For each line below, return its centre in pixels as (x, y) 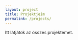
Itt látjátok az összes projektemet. (39, 33)
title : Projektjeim (25, 14)
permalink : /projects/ (28, 19)
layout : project (22, 10)
